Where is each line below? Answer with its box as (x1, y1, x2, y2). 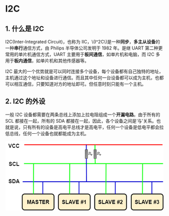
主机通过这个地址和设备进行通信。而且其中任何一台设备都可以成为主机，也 (5, 75, 159, 81)
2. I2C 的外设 (5, 97, 46, 106)
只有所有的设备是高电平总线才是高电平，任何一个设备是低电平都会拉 (22, 124, 164, 130)
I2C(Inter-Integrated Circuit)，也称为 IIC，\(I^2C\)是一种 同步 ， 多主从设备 (5, 39, 156, 44)
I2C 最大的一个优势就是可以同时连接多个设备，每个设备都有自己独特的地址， (5, 69, 163, 74)
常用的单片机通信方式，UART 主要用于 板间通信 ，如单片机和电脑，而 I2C (5, 51, 155, 57)
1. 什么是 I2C (5, 24, 44, 33)
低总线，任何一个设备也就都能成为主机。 (5, 130, 89, 136)
